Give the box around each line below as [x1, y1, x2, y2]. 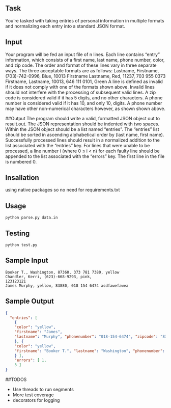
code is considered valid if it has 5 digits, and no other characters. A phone [5, 94, 163, 101]
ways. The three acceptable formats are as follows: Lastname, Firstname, [5, 67, 159, 73]
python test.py [5, 242, 38, 248]
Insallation [5, 173, 39, 182]
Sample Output [5, 297, 54, 306]
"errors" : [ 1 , [14, 358, 47, 363]
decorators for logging [12, 397, 60, 403]
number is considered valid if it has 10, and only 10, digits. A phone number [5, 100, 162, 106]
